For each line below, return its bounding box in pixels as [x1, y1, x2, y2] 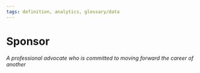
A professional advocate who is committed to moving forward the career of [6, 54, 194, 62]
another [6, 60, 26, 68]
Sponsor [6, 34, 50, 48]
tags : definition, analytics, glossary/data [6, 8, 120, 15]
